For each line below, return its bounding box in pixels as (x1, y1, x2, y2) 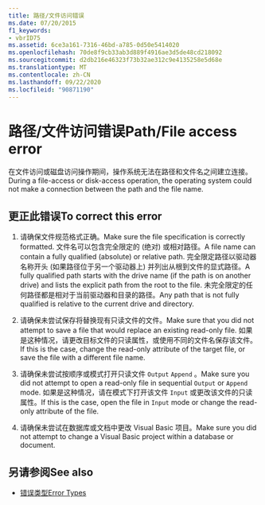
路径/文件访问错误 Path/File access (8, 122, 237, 140)
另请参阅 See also (8, 465, 94, 479)
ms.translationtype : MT (8, 64, 88, 72)
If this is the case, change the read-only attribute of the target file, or (19, 344, 245, 354)
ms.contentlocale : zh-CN (8, 71, 91, 79)
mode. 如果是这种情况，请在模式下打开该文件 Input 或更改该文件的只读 (19, 387, 253, 398)
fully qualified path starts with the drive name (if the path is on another (19, 271, 251, 281)
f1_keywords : (8, 26, 52, 34)
